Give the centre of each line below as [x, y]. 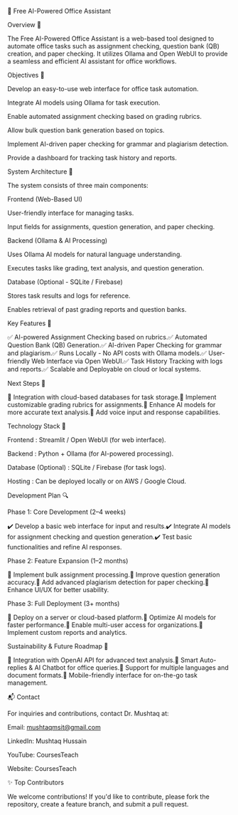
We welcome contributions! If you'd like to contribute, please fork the [108, 796]
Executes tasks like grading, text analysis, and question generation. [106, 268]
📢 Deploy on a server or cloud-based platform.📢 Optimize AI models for [112, 617]
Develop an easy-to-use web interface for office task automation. [103, 89]
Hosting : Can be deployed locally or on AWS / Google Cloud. [97, 481]
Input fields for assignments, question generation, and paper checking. [111, 227]
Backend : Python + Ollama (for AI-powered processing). [91, 453]
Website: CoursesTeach [42, 768]
